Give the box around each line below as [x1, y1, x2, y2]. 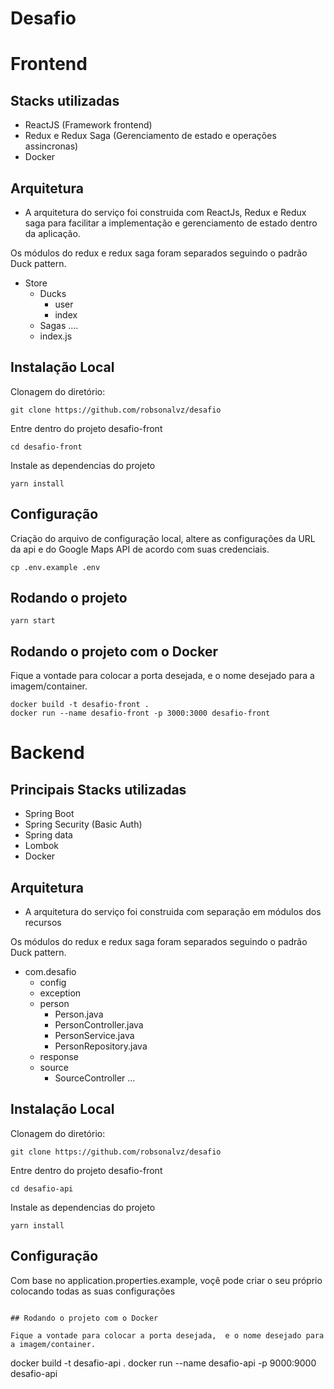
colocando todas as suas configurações [10, 1285, 176, 1297]
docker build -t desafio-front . [10, 700, 150, 710]
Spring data [24, 829, 73, 841]
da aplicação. [24, 228, 81, 239]
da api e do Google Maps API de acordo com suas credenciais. [10, 543, 270, 555]
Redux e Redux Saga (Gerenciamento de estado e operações [24, 130, 277, 142]
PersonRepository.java [54, 1040, 148, 1052]
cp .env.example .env [10, 562, 101, 572]
